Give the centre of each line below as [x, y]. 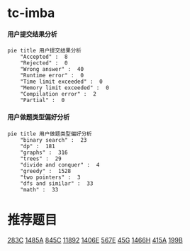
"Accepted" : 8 [44, 57]
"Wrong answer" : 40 [52, 69]
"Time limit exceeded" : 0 [61, 82]
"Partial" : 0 [43, 101]
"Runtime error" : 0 [52, 76]
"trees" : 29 [41, 158]
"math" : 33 [39, 189]
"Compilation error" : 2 [58, 94]
